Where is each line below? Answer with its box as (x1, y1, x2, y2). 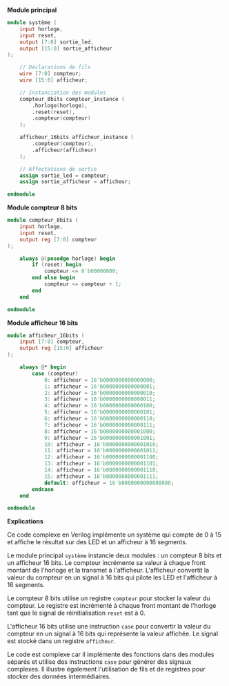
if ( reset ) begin (32, 261, 81, 268)
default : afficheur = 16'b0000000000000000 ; (43, 479, 175, 486)
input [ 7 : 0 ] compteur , (19, 338, 85, 345)
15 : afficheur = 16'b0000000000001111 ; (43, 473, 159, 480)
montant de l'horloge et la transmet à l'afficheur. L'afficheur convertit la (7, 566, 210, 575)
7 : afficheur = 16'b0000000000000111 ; (43, 421, 156, 428)
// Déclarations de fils (19, 64, 91, 71)
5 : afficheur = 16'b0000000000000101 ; (43, 409, 156, 416)
